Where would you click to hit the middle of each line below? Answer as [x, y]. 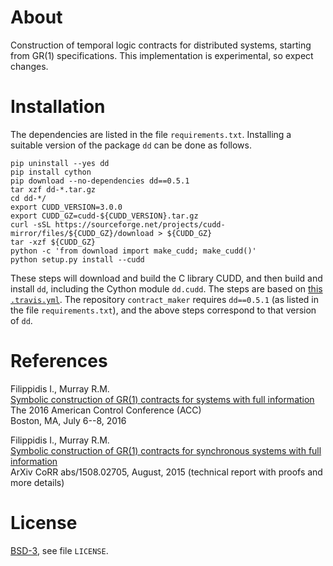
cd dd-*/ [28, 198]
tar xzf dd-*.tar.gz [53, 189]
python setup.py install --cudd [77, 259]
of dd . [21, 320]
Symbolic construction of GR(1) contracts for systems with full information [162, 399]
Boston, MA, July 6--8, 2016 [68, 420]
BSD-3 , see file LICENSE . [59, 550]
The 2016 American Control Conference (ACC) [106, 410]
